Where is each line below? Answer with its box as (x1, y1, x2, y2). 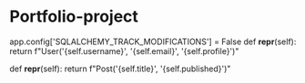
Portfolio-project (9, 6, 139, 27)
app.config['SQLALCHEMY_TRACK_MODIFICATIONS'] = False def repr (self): (9, 36, 297, 47)
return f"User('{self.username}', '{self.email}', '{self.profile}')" (9, 45, 239, 56)
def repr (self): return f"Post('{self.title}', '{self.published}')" (9, 63, 231, 74)
